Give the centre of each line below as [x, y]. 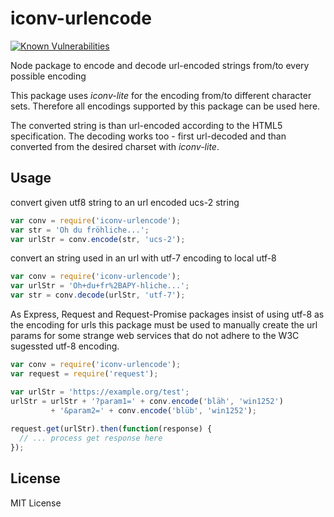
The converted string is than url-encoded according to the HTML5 [146, 125]
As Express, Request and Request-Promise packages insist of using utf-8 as [167, 314]
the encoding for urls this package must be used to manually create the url [164, 325]
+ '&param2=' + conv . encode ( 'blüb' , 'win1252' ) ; [153, 410]
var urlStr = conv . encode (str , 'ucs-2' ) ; [98, 239]
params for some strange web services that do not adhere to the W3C [155, 335]
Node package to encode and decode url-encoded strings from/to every [160, 65]
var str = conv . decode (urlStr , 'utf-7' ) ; [98, 295]
